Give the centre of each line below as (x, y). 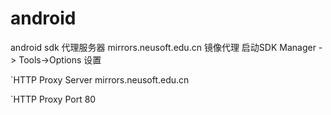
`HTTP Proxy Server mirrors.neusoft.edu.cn (100, 79)
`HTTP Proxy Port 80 (53, 99)
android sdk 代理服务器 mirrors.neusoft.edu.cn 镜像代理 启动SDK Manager (163, 47)
